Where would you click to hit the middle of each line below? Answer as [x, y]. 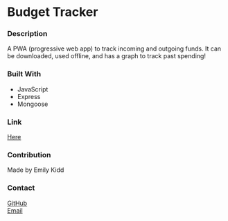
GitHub [17, 203]
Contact [21, 188]
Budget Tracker [53, 12]
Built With [24, 74]
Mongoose [33, 104]
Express [29, 96]
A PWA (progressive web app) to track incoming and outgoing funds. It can [114, 48]
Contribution [29, 155]
